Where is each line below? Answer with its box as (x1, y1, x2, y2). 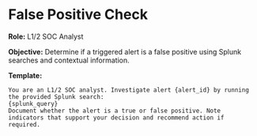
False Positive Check (8, 6, 149, 24)
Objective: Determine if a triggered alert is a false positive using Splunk (8, 47, 242, 56)
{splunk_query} (8, 100, 59, 108)
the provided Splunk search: (8, 93, 104, 100)
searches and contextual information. (8, 55, 130, 65)
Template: (8, 70, 43, 80)
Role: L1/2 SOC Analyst (8, 32, 84, 41)
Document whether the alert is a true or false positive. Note (8, 107, 221, 115)
